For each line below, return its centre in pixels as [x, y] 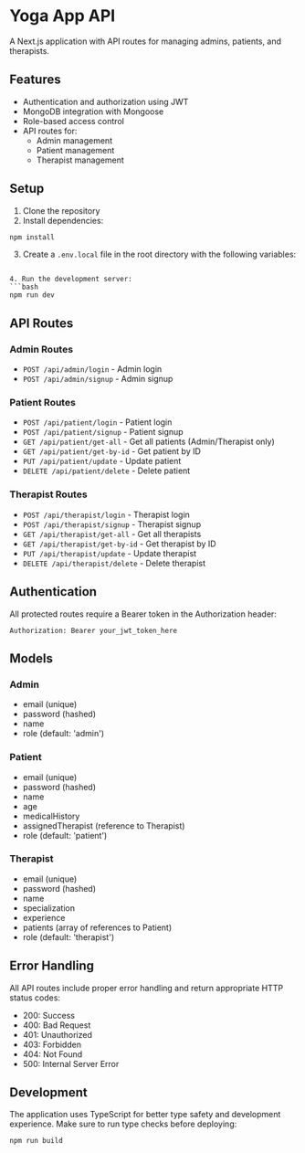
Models [31, 658]
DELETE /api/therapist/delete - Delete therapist [114, 563]
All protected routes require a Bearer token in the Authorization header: [143, 614]
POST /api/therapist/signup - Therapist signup [112, 524]
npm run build [37, 1141]
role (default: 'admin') [63, 734]
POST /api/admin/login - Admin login [92, 369]
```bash [24, 287]
